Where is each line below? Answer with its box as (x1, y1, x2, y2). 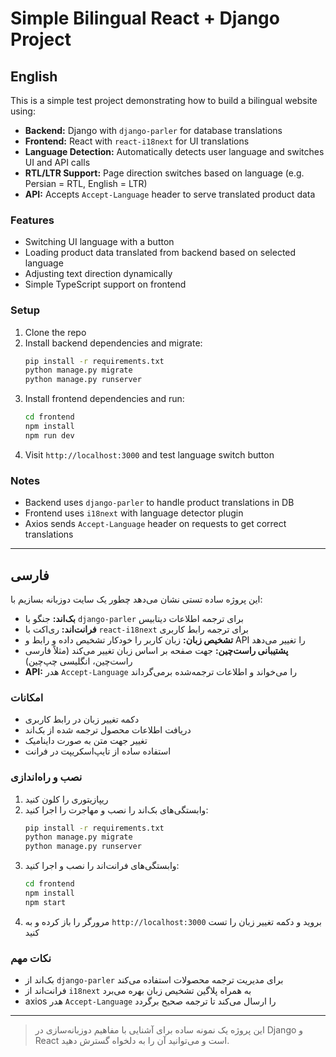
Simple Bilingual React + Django (10, 7, 280, 30)
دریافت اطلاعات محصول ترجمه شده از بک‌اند (24, 724, 192, 736)
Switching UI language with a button (24, 236, 175, 248)
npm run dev (24, 430, 75, 441)
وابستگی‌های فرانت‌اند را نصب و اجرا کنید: (24, 860, 180, 872)
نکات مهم (10, 951, 52, 965)
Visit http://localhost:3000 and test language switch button (24, 448, 275, 461)
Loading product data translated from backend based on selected (24, 247, 297, 259)
